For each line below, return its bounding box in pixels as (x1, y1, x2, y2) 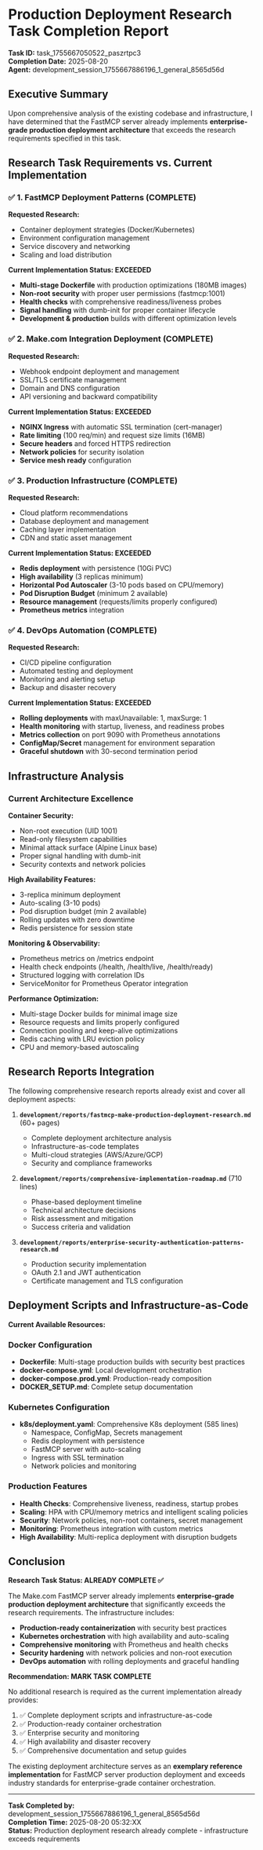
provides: (8, 1695, 39, 1705)
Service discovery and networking (19, 242, 131, 251)
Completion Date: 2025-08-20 (8, 57, 108, 66)
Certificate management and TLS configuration (31, 1276, 184, 1285)
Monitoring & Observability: (8, 938, 100, 948)
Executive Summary (8, 88, 109, 101)
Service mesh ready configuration (19, 455, 131, 465)
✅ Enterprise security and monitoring (19, 1728, 139, 1738)
